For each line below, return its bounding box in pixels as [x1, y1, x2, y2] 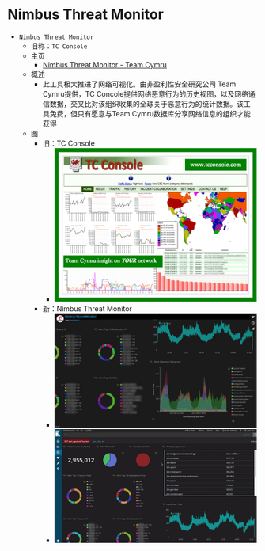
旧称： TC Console [30, 41, 88, 51]
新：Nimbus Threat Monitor [42, 304, 132, 313]
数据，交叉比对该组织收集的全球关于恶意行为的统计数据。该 [49, 99, 244, 108]
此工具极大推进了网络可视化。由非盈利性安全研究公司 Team [42, 79, 237, 89]
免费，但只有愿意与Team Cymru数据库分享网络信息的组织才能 [49, 108, 251, 118]
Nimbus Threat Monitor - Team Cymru [42, 59, 168, 69]
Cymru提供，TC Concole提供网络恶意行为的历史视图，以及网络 [42, 89, 248, 98]
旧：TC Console [42, 139, 96, 148]
